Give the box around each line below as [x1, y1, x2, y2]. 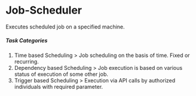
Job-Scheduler [5, 4, 82, 17]
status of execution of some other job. [14, 71, 109, 78]
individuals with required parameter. [14, 83, 103, 90]
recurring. [14, 57, 39, 65]
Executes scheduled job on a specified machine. [5, 23, 125, 30]
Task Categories [5, 37, 48, 44]
